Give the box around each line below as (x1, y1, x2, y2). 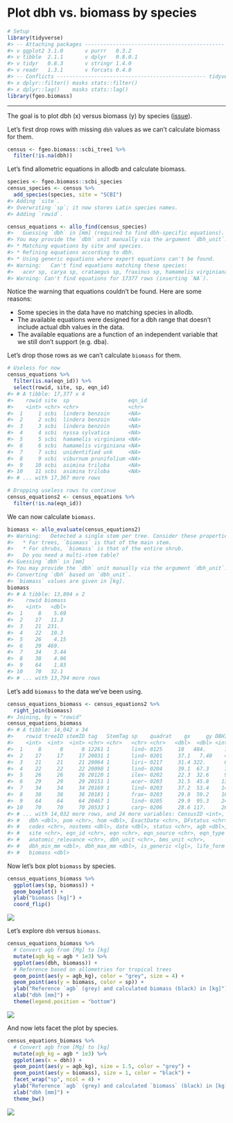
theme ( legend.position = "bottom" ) (13, 999, 116, 1006)
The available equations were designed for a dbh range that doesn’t (17, 315, 212, 324)
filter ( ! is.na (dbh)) (13, 152, 73, 159)
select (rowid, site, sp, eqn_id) (13, 384, 110, 391)
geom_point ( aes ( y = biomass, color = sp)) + (13, 978, 144, 986)
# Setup (7, 28, 30, 35)
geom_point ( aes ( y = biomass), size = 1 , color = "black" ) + (13, 1069, 191, 1076)
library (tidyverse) (7, 34, 64, 41)
